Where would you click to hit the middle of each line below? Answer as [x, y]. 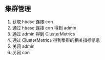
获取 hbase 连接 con [32, 22]
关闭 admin [23, 46]
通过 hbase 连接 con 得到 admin [44, 28]
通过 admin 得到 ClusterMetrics [43, 34]
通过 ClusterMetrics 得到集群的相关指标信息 [56, 40]
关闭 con [21, 52]
